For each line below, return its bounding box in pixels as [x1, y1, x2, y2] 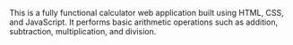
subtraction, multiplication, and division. [9, 26, 157, 36]
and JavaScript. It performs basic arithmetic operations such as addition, [9, 17, 279, 27]
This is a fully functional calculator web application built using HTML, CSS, [9, 8, 284, 18]
